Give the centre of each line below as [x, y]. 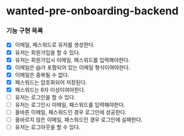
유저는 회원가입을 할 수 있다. [47, 52]
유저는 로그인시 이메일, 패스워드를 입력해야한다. [70, 104]
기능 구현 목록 [25, 31]
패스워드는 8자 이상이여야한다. [50, 89]
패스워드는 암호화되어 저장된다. [51, 82]
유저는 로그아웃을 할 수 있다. [47, 127]
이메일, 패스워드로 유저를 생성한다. [55, 45]
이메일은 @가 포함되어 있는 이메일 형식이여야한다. [72, 67]
